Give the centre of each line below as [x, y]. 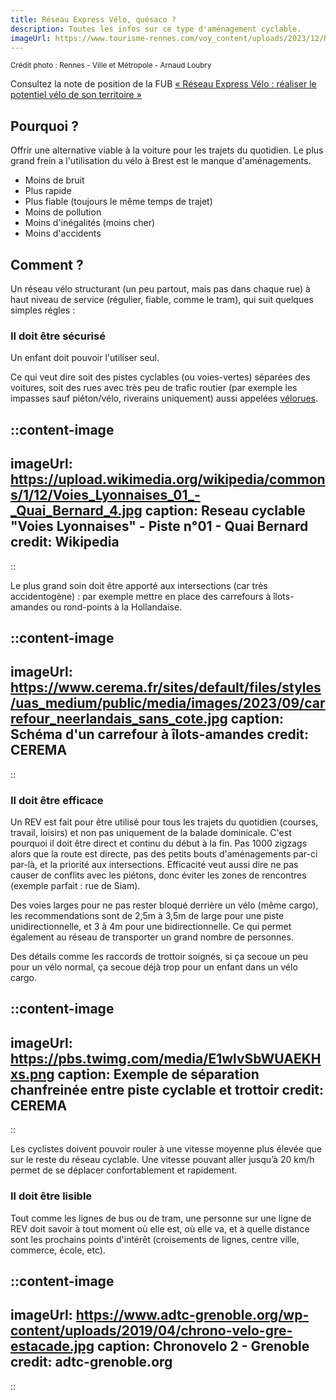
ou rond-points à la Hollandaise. [116, 607]
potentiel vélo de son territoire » [76, 95]
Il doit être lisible [51, 1196]
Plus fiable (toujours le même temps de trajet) [118, 202]
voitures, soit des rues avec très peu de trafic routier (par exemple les [154, 388]
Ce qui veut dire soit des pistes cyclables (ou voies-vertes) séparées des [160, 377]
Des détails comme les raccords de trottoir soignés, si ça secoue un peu [159, 956]
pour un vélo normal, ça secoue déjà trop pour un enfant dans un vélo [154, 967]
